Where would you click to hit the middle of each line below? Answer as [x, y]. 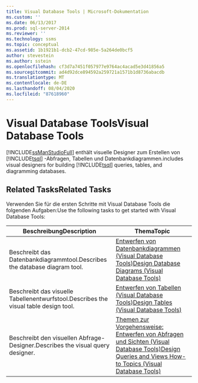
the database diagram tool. [46, 267]
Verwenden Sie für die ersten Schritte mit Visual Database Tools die [88, 204]
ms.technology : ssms [32, 39]
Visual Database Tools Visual [77, 123]
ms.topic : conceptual [33, 45]
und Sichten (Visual [143, 342]
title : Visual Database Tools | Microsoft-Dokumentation [77, 12]
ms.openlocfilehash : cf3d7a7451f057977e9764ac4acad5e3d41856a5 [85, 66]
